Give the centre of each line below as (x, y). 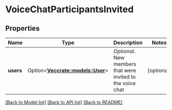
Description (128, 43)
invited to (125, 77)
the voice (124, 83)
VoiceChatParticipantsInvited (70, 9)
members (125, 64)
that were (125, 70)
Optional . (124, 51)
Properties (23, 28)
